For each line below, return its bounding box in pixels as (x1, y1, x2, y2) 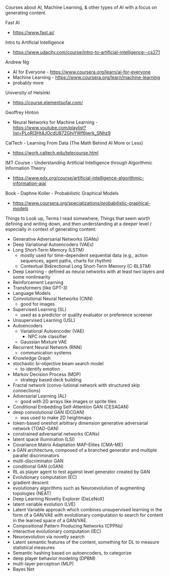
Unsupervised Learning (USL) (12, 317, 75, 323)
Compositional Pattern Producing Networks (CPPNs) (12, 523, 123, 529)
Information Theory (5, 165, 46, 171)
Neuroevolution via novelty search (12, 534, 85, 539)
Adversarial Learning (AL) (12, 393, 67, 399)
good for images (20, 301, 55, 307)
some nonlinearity (12, 274, 51, 280)
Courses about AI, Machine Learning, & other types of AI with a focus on (5, 5, 157, 10)
